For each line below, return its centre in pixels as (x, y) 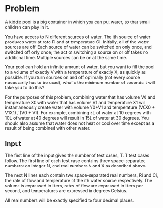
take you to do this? (25, 87)
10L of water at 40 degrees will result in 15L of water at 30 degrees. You (77, 118)
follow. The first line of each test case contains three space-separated (75, 160)
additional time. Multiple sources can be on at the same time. (66, 57)
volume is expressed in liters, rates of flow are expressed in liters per (74, 186)
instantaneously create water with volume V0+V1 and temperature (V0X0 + (80, 107)
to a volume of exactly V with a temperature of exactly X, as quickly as (75, 72)
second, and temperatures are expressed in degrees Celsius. (66, 190)
